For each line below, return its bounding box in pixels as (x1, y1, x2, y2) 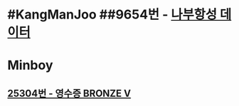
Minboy (7, 58, 53, 73)
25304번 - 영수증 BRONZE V (7, 87, 132, 100)
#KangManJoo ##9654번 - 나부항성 (7, 6, 218, 23)
